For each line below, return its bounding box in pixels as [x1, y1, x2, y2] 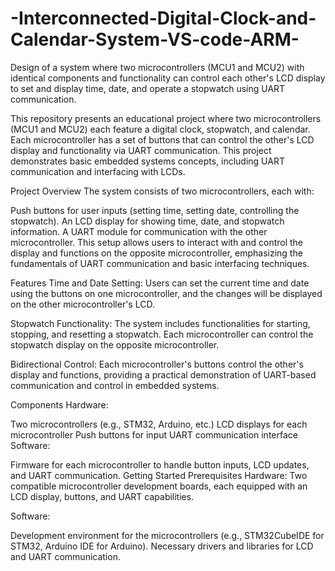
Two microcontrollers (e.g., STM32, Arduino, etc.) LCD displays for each [10, 418, 308, 430]
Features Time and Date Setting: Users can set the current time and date [10, 277, 310, 289]
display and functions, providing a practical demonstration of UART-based [10, 368, 317, 381]
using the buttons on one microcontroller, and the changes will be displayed [10, 287, 323, 299]
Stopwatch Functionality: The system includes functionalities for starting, [10, 317, 311, 329]
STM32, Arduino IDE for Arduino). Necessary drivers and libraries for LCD [10, 540, 314, 552]
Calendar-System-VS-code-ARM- [10, 28, 300, 51]
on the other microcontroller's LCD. [10, 298, 155, 310]
